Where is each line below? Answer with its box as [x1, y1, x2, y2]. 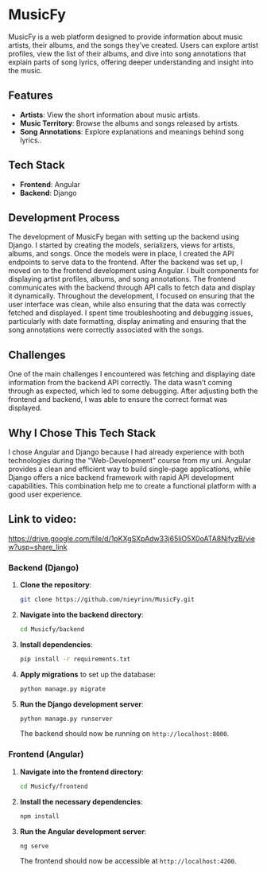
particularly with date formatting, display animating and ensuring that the [8, 317, 246, 326]
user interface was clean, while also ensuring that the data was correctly [8, 300, 246, 310]
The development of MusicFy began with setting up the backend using [8, 232, 240, 242]
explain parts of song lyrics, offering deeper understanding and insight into [8, 57, 254, 67]
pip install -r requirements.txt [19, 655, 131, 663]
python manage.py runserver [19, 715, 113, 723]
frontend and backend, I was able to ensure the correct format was [8, 395, 228, 404]
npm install [19, 812, 60, 820]
